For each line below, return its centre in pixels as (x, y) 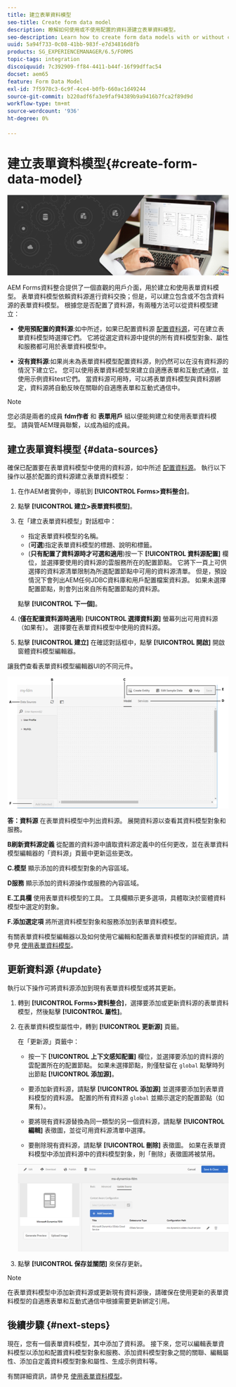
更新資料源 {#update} (55, 970)
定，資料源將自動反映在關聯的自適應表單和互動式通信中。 (100, 388)
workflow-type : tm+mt (39, 104)
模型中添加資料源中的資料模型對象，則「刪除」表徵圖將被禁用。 (126, 1154)
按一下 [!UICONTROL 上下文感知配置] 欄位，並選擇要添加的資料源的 (126, 1056)
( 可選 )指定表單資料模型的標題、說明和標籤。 (92, 545)
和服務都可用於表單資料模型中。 (64, 346)
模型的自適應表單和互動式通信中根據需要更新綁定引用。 (93, 1301)
